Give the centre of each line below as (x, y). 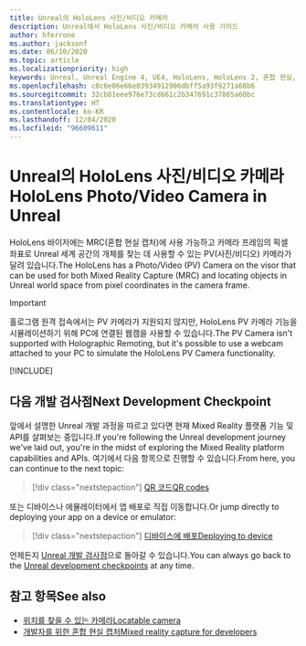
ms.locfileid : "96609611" (58, 129)
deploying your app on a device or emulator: (93, 516)
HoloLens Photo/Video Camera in (138, 196)
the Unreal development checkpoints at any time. (102, 565)
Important (28, 302)
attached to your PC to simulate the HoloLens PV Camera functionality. (142, 353)
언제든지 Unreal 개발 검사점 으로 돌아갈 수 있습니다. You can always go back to (150, 555)
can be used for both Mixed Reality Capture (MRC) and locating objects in (148, 275)
